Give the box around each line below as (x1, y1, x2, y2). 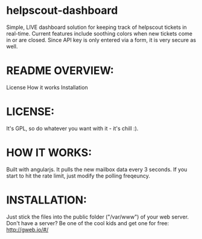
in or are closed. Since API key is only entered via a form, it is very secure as (6, 36, 197, 43)
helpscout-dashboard (6, 4, 118, 17)
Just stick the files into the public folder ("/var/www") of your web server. (6, 213, 189, 220)
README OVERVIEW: (6, 64, 115, 78)
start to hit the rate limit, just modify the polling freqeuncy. (6, 172, 151, 179)
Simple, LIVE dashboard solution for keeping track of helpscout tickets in (6, 23, 187, 31)
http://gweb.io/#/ (6, 226, 49, 233)
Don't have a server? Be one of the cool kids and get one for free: (6, 219, 169, 226)
